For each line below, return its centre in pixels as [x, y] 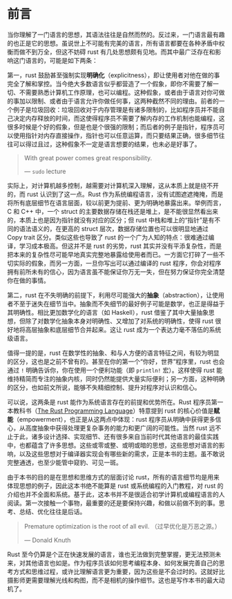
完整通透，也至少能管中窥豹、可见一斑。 [65, 462]
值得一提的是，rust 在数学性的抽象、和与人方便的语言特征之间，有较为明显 [113, 353]
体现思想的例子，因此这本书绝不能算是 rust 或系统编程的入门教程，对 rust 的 [115, 485]
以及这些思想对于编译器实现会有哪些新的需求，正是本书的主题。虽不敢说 [122, 453]
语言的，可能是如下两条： [61, 60]
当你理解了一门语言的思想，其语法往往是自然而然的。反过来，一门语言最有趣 [116, 35]
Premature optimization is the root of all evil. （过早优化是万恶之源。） [122, 526]
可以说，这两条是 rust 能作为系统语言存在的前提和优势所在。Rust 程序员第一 [115, 402]
